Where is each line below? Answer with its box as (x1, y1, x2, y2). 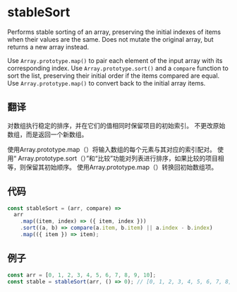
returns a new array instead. (7, 42, 90, 51)
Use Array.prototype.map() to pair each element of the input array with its (7, 56, 223, 64)
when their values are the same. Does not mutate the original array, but (7, 35, 214, 43)
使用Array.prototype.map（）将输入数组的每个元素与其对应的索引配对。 (7, 145, 217, 153)
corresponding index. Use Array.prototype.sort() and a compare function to (7, 64, 229, 72)
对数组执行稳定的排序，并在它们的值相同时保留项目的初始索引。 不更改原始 (7, 121, 226, 129)
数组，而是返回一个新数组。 (7, 130, 88, 139)
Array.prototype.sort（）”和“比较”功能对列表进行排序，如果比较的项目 (18, 153, 219, 163)
